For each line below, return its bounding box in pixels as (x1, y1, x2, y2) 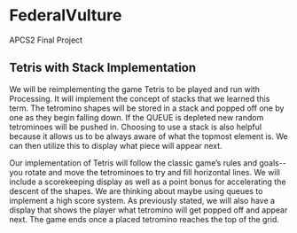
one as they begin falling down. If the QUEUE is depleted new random (9, 112, 264, 122)
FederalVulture (9, 5, 122, 26)
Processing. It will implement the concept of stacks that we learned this (9, 93, 270, 104)
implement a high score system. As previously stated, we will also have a (9, 195, 276, 206)
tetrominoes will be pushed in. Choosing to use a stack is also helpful (9, 121, 262, 132)
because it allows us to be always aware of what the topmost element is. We (9, 130, 288, 142)
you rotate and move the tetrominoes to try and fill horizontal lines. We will (9, 167, 281, 177)
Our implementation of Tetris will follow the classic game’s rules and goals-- (9, 157, 286, 168)
